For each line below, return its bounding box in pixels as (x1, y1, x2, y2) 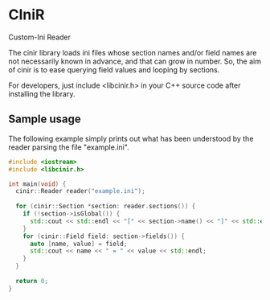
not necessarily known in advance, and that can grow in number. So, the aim (8, 56, 261, 66)
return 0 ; (15, 277, 48, 285)
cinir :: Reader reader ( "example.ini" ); (15, 187, 146, 195)
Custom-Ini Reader (8, 32, 71, 42)
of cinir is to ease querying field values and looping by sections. (8, 64, 220, 74)
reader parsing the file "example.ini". (8, 142, 130, 152)
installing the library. (8, 88, 76, 98)
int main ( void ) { (8, 179, 67, 188)
